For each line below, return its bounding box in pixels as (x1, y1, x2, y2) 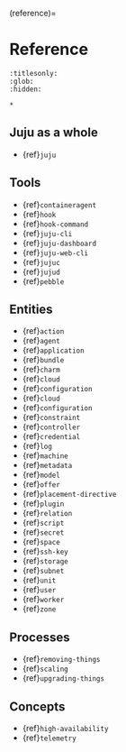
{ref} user (22, 584, 57, 595)
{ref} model (22, 469, 60, 481)
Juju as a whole (9, 125, 99, 141)
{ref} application (22, 344, 85, 355)
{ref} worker (22, 594, 65, 605)
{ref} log (22, 441, 52, 452)
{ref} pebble (22, 275, 65, 287)
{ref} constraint (22, 412, 81, 423)
